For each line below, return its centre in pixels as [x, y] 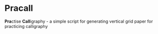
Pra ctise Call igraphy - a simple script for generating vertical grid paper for [79, 21]
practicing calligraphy [26, 26]
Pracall [19, 8]
